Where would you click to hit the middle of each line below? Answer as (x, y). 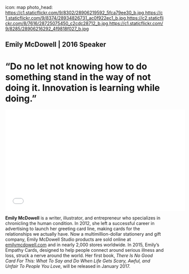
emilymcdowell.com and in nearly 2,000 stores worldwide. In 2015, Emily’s (82, 245)
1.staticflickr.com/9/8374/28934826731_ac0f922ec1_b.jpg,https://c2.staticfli (84, 18)
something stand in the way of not (78, 77)
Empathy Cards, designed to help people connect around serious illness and (84, 250)
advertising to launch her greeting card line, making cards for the (73, 229)
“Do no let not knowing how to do (76, 66)
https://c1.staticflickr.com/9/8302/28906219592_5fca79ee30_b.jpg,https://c (84, 13)
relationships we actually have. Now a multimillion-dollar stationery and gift (83, 234)
